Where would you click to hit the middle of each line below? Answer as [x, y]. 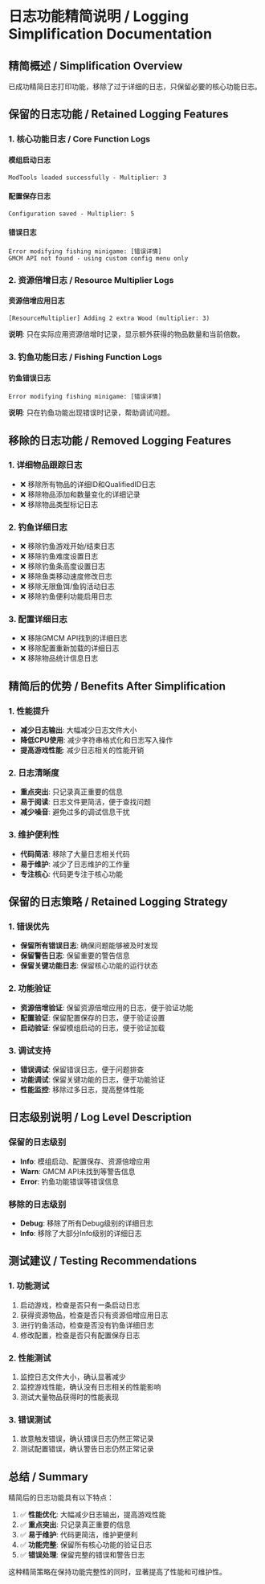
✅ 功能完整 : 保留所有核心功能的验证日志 [86, 1545]
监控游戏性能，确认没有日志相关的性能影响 [90, 1386]
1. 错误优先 [29, 927]
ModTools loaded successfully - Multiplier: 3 [88, 178]
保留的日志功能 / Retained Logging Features [118, 115]
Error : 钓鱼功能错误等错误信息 [69, 1181]
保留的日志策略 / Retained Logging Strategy [118, 902]
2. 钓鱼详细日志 [38, 527]
